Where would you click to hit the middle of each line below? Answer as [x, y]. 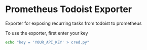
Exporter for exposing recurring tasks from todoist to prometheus [73, 23]
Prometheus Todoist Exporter [69, 9]
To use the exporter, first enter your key [47, 33]
